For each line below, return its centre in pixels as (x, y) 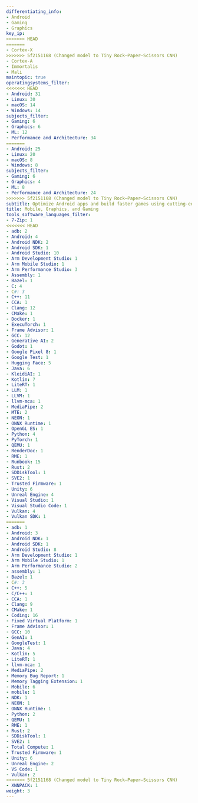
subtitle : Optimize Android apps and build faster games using (85, 204)
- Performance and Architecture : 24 (51, 192)
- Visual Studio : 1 (30, 500)
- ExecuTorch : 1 (26, 324)
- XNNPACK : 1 (22, 786)
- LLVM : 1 (18, 396)
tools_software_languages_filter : (49, 215)
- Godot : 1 (19, 347)
